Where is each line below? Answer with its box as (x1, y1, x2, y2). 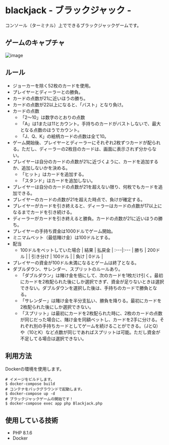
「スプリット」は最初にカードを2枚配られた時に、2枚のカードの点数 (20, 310, 163, 316)
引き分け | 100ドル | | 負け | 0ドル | (31, 253, 103, 259)
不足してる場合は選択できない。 (20, 335, 87, 341)
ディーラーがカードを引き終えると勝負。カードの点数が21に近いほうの (12, 215, 158, 221)
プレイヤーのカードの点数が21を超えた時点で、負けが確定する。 (12, 196, 145, 202)
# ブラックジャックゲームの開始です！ (5, 396, 74, 402)
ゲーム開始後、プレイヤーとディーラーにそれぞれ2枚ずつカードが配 (12, 140, 152, 146)
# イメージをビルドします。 (5, 377, 54, 382)
